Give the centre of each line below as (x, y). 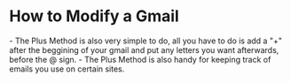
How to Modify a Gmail (94, 16)
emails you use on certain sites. (67, 69)
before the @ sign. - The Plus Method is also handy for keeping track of (140, 59)
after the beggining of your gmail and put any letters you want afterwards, (144, 49)
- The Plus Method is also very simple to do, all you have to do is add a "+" (145, 41)
